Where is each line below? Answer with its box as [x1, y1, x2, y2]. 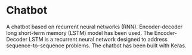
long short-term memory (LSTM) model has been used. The [6, 29, 153, 36]
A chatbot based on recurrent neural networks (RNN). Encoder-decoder [6, 23, 183, 30]
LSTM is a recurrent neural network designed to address [29, 35, 168, 43]
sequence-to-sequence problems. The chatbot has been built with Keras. [6, 42, 187, 49]
